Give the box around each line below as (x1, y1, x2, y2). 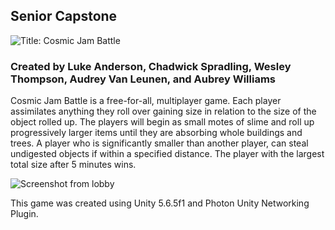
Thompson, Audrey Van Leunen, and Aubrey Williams (10, 72, 276, 86)
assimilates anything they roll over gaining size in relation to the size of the (10, 105, 317, 118)
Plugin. (10, 208, 39, 220)
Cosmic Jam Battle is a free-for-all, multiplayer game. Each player (10, 95, 282, 107)
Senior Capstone (10, 8, 118, 25)
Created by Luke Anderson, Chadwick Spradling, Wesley (10, 59, 292, 73)
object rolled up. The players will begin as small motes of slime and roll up (10, 116, 315, 128)
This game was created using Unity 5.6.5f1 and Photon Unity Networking (10, 197, 310, 209)
